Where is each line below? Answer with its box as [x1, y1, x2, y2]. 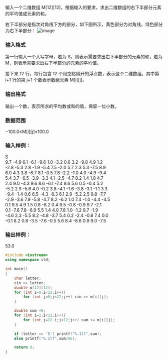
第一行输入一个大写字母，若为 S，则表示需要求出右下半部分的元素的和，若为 [5, 54, 162, 60]
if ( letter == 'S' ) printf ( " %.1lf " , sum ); [14, 331, 102, 336]
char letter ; [14, 276, 41, 281]
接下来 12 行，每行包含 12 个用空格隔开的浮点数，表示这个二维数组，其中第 [5, 71, 159, 77]
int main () [5, 267, 28, 272]
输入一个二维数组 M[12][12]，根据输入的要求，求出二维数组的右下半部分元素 [5, 5, 161, 10]
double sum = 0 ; [14, 308, 46, 313]
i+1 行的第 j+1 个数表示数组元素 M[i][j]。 [5, 77, 87, 83]
